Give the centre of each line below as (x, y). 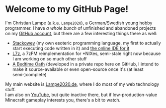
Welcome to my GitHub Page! (67, 9)
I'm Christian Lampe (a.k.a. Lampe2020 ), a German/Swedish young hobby (79, 23)
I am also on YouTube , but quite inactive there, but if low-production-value (81, 95)
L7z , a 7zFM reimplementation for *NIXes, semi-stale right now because (86, 54)
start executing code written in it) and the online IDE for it (71, 48)
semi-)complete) (29, 74)
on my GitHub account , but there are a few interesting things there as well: (81, 33)
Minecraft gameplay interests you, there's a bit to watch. (63, 100)
